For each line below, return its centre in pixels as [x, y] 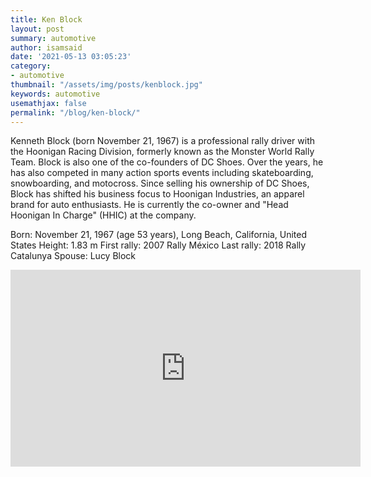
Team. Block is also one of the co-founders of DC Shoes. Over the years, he [167, 162]
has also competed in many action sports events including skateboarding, [162, 173]
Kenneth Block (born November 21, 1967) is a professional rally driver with [163, 141]
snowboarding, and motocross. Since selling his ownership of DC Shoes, [160, 183]
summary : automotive [53, 38]
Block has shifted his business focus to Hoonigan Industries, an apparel [157, 194]
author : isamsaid [46, 47]
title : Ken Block [46, 19]
